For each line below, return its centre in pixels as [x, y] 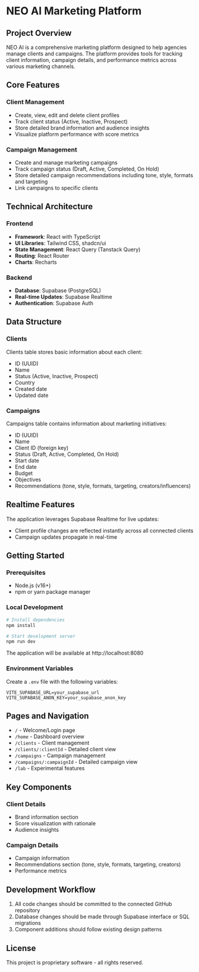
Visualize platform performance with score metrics [77, 134]
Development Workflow [51, 889]
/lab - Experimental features [50, 769]
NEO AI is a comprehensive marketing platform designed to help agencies [97, 47]
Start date [27, 460]
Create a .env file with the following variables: [62, 681]
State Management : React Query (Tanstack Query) [78, 249]
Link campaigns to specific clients [56, 188]
